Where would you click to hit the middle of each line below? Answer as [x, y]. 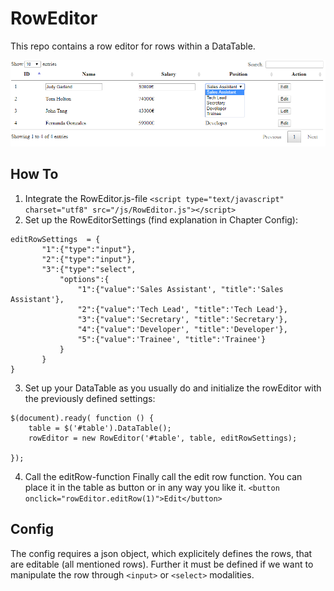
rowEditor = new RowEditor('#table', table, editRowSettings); [163, 438]
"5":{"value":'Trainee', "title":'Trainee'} [172, 339]
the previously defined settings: [90, 398]
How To [34, 174]
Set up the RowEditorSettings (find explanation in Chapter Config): [161, 219]
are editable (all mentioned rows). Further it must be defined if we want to [162, 564]
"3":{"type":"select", [89, 269]
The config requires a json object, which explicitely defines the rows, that [161, 553]
